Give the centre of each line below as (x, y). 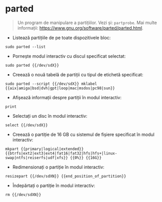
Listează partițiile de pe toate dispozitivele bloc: (61, 38)
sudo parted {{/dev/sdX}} (32, 65)
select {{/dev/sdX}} (27, 125)
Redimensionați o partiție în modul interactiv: (58, 167)
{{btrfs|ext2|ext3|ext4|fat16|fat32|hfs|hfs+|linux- (61, 153)
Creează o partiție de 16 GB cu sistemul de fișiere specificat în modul (83, 134)
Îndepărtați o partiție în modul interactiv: (54, 185)
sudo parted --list (25, 47)
